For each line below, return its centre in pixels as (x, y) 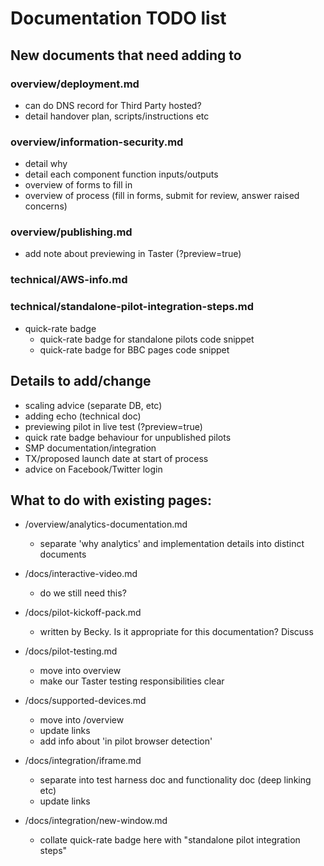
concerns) (46, 206)
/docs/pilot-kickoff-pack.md (83, 613)
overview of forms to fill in (78, 185)
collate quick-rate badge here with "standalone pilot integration (170, 840)
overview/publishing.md (71, 232)
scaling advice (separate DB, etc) (93, 405)
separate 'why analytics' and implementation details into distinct (172, 544)
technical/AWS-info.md (69, 280)
